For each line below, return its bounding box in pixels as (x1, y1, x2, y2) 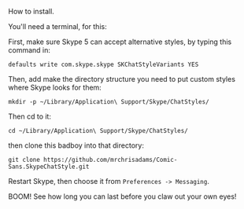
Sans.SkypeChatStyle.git (8, 163, 90, 170)
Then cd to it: (8, 112, 51, 121)
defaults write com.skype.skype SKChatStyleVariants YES (8, 60, 199, 68)
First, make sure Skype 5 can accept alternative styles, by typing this (8, 37, 232, 46)
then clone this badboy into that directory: (8, 141, 144, 150)
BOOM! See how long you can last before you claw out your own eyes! (8, 192, 237, 201)
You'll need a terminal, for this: (8, 22, 108, 31)
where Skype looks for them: (8, 82, 102, 92)
